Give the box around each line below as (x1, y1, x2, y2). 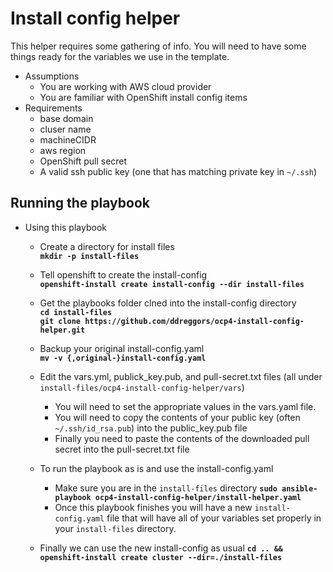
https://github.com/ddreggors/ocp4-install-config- (84, 316, 305, 326)
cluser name (39, 123, 92, 135)
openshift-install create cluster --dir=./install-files (39, 552, 283, 562)
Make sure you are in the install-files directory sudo (54, 482, 278, 494)
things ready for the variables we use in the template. (10, 50, 230, 62)
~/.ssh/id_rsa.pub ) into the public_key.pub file (54, 422, 248, 434)
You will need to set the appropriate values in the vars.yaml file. (54, 400, 317, 412)
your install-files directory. (54, 522, 177, 534)
